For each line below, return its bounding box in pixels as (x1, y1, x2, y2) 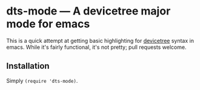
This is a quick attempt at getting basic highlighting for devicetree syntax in (6, 37, 194, 44)
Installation (6, 61, 50, 71)
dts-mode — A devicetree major (6, 4, 171, 18)
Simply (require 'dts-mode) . (6, 77, 78, 84)
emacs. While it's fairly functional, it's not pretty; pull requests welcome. (6, 43, 187, 51)
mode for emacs (6, 17, 90, 31)
